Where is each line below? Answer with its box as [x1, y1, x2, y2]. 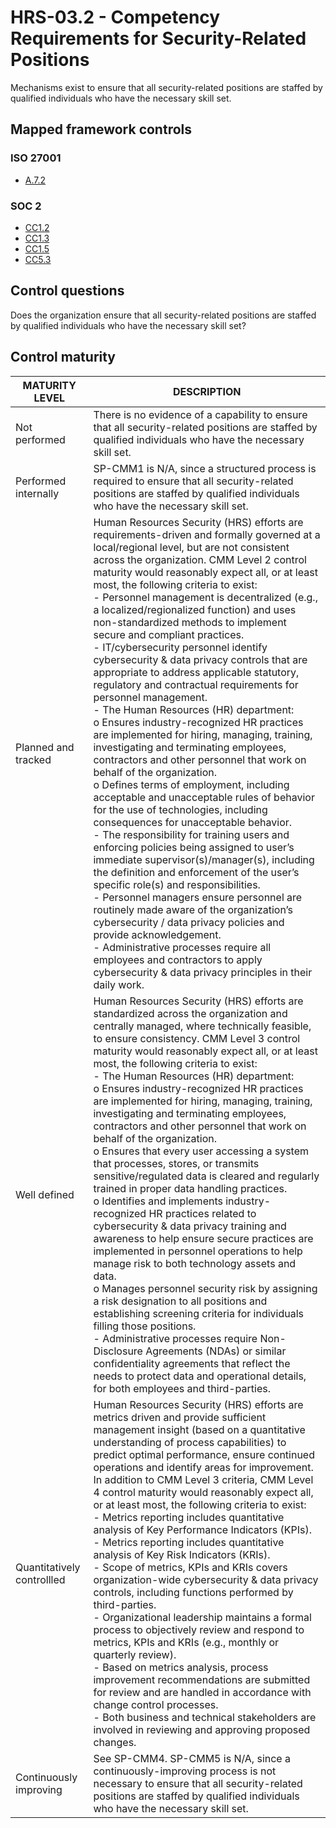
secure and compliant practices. [93, 627, 245, 641]
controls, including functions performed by [93, 1585, 294, 1599]
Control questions [10, 282, 125, 300]
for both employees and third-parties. [93, 1381, 271, 1395]
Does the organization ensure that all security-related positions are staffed [10, 309, 317, 321]
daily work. [93, 977, 145, 991]
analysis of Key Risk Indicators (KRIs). [93, 1547, 271, 1561]
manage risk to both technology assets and [93, 1256, 297, 1270]
